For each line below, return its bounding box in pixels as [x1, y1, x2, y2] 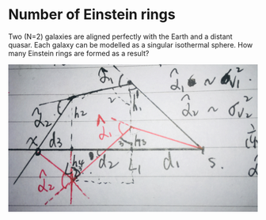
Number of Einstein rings [8, 6, 176, 24]
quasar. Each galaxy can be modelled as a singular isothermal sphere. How [8, 40, 253, 49]
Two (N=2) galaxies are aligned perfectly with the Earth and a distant [8, 32, 233, 41]
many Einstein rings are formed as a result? [8, 48, 150, 58]
